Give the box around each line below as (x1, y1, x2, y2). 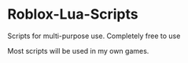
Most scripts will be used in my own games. (7, 46, 149, 55)
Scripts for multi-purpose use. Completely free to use (7, 31, 181, 40)
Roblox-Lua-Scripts (7, 5, 138, 23)
